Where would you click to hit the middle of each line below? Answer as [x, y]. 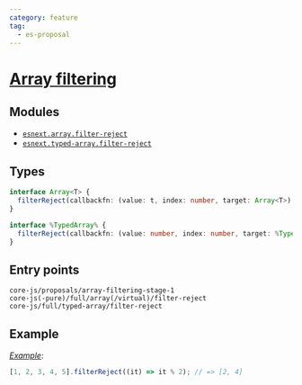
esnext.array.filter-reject [75, 134]
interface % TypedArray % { [58, 225]
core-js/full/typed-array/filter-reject [86, 307]
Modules [35, 112]
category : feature [44, 18]
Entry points [44, 269]
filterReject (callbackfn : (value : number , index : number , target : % [148, 233]
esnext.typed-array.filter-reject [87, 144]
